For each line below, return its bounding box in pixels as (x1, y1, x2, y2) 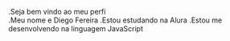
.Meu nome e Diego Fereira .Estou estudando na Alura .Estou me (8, 15, 223, 25)
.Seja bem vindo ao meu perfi (8, 7, 106, 16)
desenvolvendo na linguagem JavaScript (8, 24, 143, 33)
